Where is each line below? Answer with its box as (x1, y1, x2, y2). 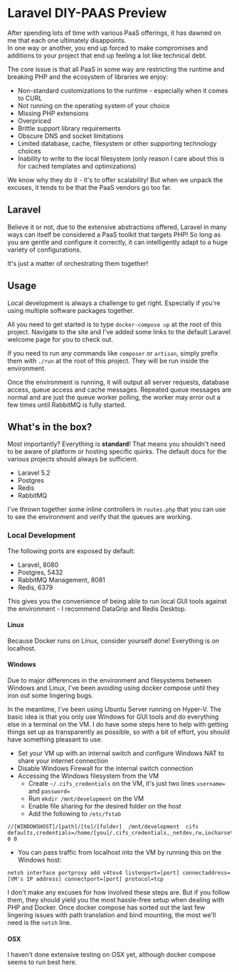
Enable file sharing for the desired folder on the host (28, 802, 181, 811)
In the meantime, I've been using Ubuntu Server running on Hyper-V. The (7, 705, 222, 714)
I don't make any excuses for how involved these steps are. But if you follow (7, 888, 230, 897)
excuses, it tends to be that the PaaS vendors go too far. (7, 183, 172, 191)
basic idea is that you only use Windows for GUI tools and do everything (7, 712, 219, 721)
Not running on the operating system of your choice (17, 101, 170, 110)
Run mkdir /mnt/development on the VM (28, 794, 144, 803)
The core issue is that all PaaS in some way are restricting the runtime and (7, 65, 225, 73)
